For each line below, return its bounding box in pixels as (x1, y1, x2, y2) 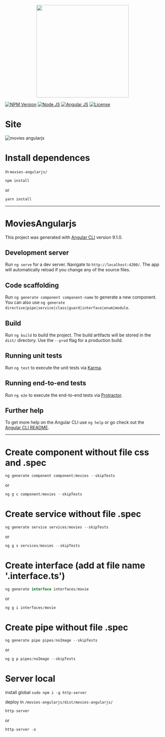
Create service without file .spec (5, 509, 141, 520)
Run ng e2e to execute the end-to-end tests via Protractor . (5, 392, 123, 398)
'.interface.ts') (5, 570, 65, 582)
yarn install (5, 196, 32, 202)
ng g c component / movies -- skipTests (5, 492, 82, 497)
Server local (5, 673, 55, 684)
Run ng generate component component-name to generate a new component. (5, 294, 157, 300)
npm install (5, 178, 29, 183)
